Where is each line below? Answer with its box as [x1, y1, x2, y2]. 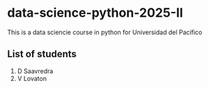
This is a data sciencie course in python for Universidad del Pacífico [7, 28, 203, 36]
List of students [7, 48, 77, 60]
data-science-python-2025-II [7, 5, 183, 21]
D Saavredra [17, 66, 54, 75]
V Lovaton [17, 74, 47, 82]
